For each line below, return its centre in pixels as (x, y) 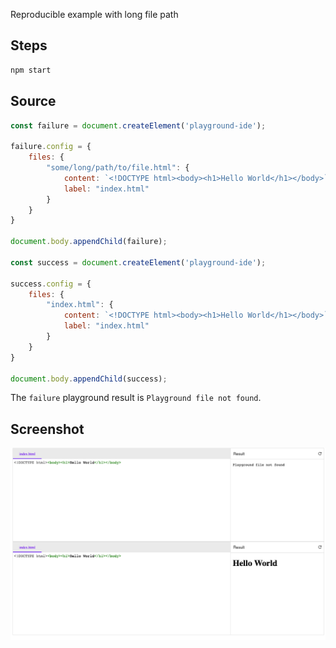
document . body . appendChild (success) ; (89, 379)
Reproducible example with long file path (94, 14)
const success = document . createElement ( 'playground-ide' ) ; (138, 262)
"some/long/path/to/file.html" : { (118, 168)
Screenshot (47, 429)
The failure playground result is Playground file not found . (136, 398)
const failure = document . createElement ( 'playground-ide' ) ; (138, 125)
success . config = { (51, 284)
